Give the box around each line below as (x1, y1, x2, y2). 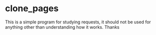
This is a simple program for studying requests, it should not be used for (5, 19, 151, 25)
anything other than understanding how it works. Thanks (5, 24, 120, 30)
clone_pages (5, 3, 59, 14)
